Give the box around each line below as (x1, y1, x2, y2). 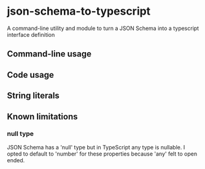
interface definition (7, 31, 55, 38)
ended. (7, 156, 25, 163)
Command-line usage (7, 49, 91, 59)
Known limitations (7, 111, 78, 122)
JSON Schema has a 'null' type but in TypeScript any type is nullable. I (7, 143, 185, 151)
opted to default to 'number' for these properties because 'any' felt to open (7, 150, 198, 157)
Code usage (7, 69, 54, 80)
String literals (7, 91, 60, 101)
